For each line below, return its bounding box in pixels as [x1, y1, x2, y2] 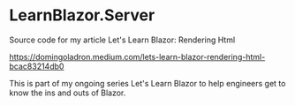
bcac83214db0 [9, 61, 64, 71]
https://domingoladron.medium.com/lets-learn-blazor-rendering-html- [9, 51, 266, 62]
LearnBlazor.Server [9, 5, 155, 26]
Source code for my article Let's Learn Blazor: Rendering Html [9, 34, 236, 45]
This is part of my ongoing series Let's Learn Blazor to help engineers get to [9, 78, 286, 88]
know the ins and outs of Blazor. [9, 87, 126, 98]
